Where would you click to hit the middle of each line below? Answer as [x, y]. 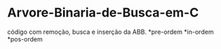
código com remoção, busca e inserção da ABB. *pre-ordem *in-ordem [110, 32]
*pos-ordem [25, 39]
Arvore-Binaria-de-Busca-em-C [103, 13]
